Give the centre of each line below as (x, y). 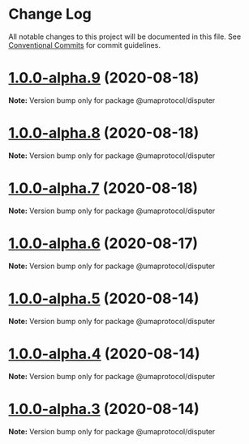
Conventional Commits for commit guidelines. (84, 45)
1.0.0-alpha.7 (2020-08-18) (103, 188)
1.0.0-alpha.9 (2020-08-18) (104, 78)
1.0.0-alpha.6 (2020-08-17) (103, 243)
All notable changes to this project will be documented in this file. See (125, 36)
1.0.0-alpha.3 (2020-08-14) (104, 409)
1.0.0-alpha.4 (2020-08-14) (104, 354)
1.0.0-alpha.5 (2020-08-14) (104, 299)
